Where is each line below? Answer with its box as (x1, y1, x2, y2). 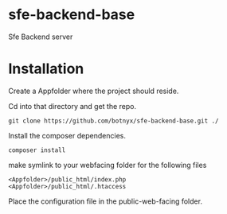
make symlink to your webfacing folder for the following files (8, 160, 207, 169)
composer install (8, 146, 66, 154)
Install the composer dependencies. (8, 130, 126, 140)
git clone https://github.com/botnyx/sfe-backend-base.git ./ (8, 117, 219, 125)
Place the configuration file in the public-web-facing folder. (8, 196, 203, 206)
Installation (8, 60, 84, 78)
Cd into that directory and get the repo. (8, 101, 137, 111)
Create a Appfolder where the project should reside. (8, 86, 179, 95)
